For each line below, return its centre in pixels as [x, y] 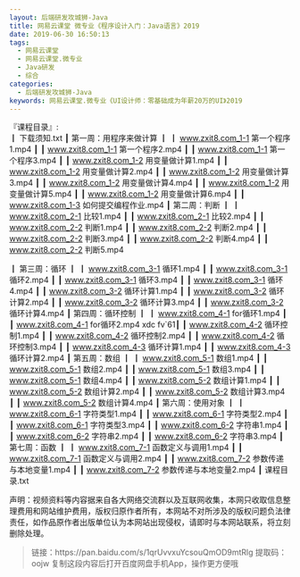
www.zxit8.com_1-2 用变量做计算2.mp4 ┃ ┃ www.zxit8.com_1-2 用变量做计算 [149, 171]
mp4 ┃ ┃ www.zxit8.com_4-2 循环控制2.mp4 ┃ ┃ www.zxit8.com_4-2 [148, 336]
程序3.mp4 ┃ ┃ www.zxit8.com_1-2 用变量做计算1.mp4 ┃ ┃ [123, 161]
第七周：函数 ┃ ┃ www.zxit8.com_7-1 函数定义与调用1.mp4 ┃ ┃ [126, 447]
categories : [31, 84]
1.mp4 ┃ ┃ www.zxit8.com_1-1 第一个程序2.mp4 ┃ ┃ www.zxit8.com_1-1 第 [144, 149]
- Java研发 [36, 68]
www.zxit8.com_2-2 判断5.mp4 [67, 250]
